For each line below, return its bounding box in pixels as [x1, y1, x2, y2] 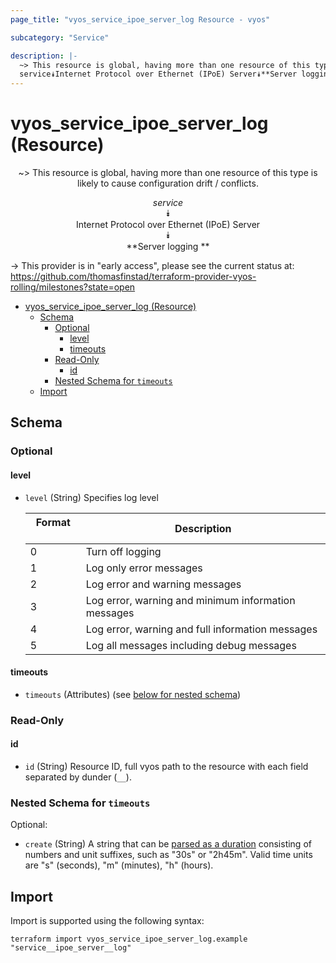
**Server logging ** [126, 241, 210, 253]
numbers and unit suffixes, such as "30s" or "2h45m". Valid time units [24, 849, 313, 861]
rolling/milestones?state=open [10, 281, 136, 293]
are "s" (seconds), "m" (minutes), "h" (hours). [24, 859, 214, 871]
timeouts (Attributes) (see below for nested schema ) [24, 688, 242, 700]
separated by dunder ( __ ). [24, 771, 132, 783]
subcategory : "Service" [10, 32, 110, 43]
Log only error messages [85, 561, 203, 575]
